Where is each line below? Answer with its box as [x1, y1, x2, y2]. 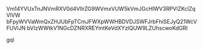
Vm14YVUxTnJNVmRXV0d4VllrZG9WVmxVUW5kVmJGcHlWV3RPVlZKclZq [6, 5, 196, 12]
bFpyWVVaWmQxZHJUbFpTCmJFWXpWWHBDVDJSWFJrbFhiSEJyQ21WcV [6, 18, 198, 25]
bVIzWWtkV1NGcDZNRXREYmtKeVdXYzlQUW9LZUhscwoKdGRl [27, 24, 188, 31]
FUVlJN [6, 24, 26, 31]
